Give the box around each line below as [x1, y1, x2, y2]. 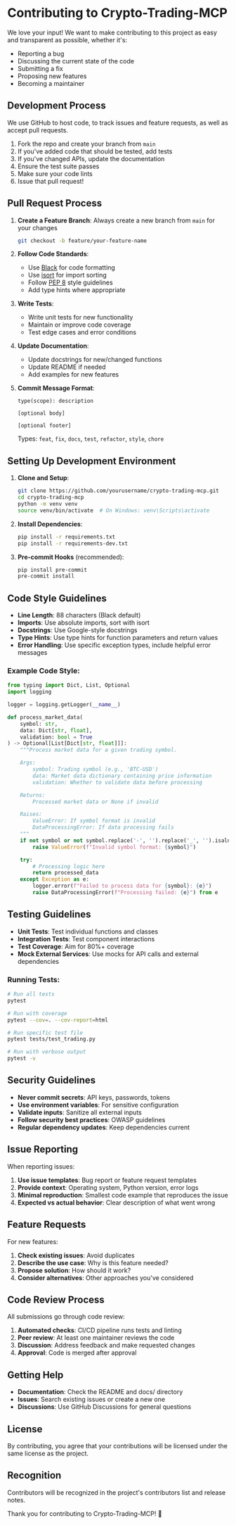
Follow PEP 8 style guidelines [27, 278, 114, 287]
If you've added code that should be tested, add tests [17, 146, 173, 156]
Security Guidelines [7, 1074, 96, 1086]
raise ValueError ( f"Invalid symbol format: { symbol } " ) [32, 843, 197, 851]
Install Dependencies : [17, 520, 83, 528]
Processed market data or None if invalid [32, 798, 159, 805]
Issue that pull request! [17, 177, 84, 185]
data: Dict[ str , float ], [20, 727, 93, 734]
